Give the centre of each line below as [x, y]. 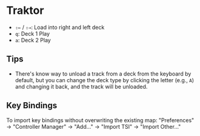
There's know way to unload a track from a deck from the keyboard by [103, 74]
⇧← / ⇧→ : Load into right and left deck [60, 27]
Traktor [25, 11]
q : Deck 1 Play [32, 33]
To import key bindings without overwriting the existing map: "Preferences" [100, 120]
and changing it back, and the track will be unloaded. [81, 86]
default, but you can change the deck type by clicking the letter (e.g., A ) [105, 80]
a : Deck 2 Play [33, 40]
